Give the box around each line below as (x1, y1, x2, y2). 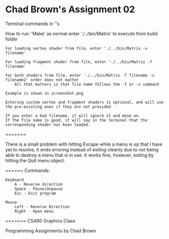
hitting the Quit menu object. (5, 157, 66, 164)
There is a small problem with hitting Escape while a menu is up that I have (5, 141, 163, 147)
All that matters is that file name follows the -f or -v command (14, 82, 159, 87)
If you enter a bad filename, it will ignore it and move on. (5, 113, 141, 118)
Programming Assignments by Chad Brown (5, 227, 96, 234)
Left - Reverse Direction (14, 204, 70, 209)
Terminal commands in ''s (5, 21, 60, 27)
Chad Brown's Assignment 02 (5, 4, 135, 15)
